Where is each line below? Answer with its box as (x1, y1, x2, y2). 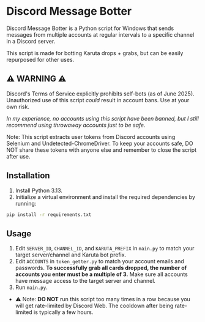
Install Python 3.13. (15, 187, 63, 194)
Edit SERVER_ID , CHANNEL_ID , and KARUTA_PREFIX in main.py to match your (15, 245, 195, 252)
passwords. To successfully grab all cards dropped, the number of (15, 264, 187, 272)
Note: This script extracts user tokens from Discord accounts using (6, 133, 176, 140)
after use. (6, 152, 31, 160)
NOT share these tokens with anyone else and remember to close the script (6, 146, 197, 154)
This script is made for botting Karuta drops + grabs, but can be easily (6, 49, 184, 56)
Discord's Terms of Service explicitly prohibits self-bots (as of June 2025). (6, 90, 195, 97)
